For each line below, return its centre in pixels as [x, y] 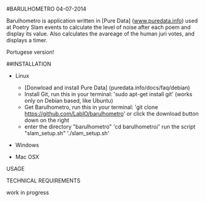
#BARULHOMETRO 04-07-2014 [47, 9]
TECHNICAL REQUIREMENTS [43, 181]
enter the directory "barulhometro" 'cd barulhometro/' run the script [110, 127]
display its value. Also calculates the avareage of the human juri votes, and [100, 34]
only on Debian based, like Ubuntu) [69, 101]
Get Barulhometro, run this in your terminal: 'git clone [91, 107]
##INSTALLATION [29, 64]
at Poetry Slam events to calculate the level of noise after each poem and [99, 27]
